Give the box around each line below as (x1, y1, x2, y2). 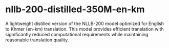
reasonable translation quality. (5, 37, 69, 43)
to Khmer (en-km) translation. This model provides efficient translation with (5, 26, 164, 32)
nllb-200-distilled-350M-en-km (5, 4, 145, 15)
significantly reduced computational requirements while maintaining (5, 31, 149, 37)
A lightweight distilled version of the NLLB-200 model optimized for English (5, 20, 164, 27)
